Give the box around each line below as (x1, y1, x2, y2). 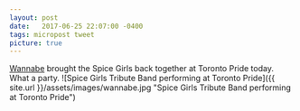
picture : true (9, 38, 63, 48)
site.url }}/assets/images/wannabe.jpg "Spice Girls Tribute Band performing (9, 82, 292, 93)
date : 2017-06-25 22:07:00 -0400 (9, 22, 144, 31)
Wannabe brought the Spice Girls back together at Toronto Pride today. (9, 63, 274, 74)
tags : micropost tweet (9, 30, 95, 39)
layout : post (9, 13, 59, 23)
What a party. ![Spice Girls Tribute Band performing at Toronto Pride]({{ (9, 73, 276, 84)
